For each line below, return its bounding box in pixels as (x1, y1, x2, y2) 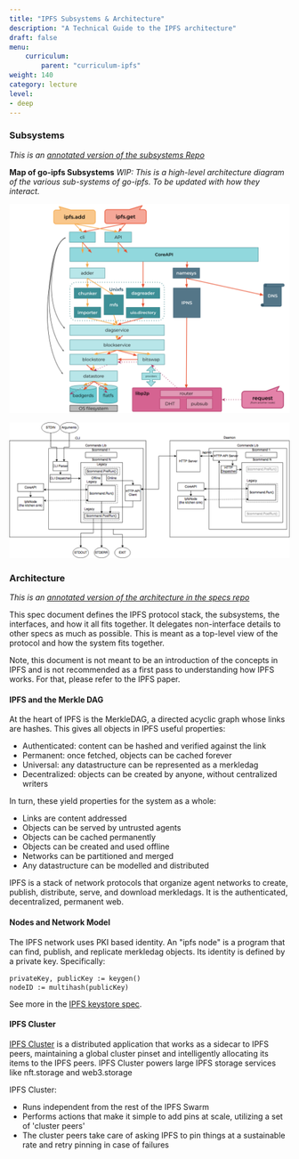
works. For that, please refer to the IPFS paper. (9, 674, 181, 685)
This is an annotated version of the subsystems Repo (9, 150, 205, 160)
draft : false (9, 33, 58, 42)
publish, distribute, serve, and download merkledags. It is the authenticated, (9, 887, 288, 898)
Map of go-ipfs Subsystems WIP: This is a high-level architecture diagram (9, 166, 285, 177)
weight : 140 (9, 71, 53, 80)
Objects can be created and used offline (21, 841, 170, 852)
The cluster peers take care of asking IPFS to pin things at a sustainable (21, 1130, 286, 1140)
